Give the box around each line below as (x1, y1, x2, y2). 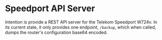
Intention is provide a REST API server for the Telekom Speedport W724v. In (5, 19, 157, 25)
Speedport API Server (5, 3, 95, 14)
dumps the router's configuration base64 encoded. (5, 29, 108, 35)
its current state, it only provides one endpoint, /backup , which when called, (5, 24, 157, 30)
